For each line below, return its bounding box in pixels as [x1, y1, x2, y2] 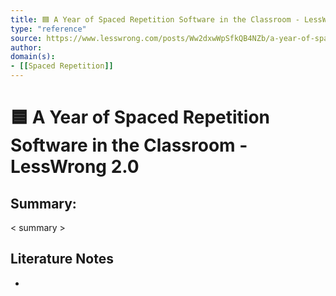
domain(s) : [10, 52, 56, 62]
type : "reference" [10, 24, 87, 34]
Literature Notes [10, 251, 114, 268]
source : [10, 33, 43, 43]
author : [10, 42, 43, 53]
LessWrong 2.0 [10, 156, 140, 178]
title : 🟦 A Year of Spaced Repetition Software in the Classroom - [10, 14, 300, 25]
